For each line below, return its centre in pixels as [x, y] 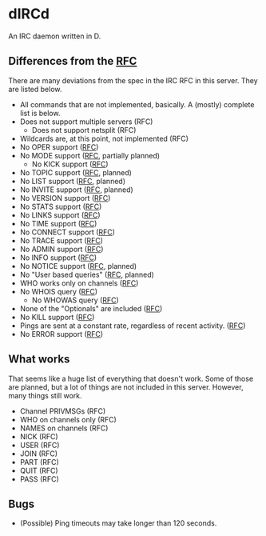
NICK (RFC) [39, 436]
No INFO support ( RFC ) [58, 258]
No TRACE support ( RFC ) [62, 240]
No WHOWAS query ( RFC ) [75, 300]
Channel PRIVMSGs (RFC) [63, 411]
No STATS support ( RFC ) [61, 206]
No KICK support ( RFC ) [70, 164]
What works [39, 360]
